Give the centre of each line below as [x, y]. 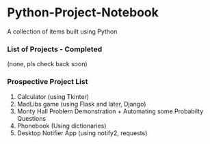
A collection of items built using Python [62, 31]
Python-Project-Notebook [83, 13]
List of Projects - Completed [55, 49]
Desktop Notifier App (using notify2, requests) [82, 133]
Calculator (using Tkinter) [53, 96]
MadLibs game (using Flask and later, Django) [81, 104]
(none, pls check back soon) [47, 64]
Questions [31, 118]
